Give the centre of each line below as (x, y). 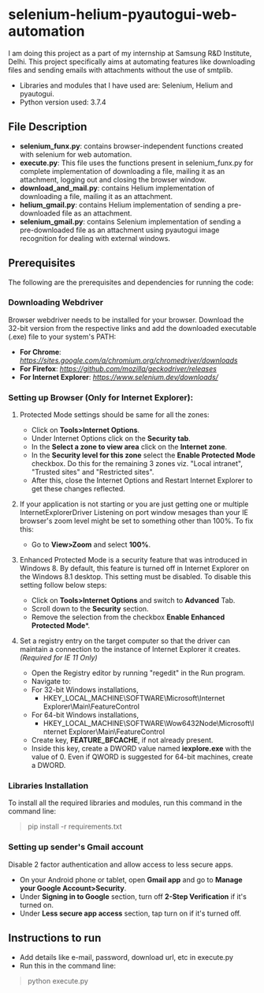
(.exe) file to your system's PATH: (62, 337)
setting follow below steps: (63, 585)
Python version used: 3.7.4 (63, 102)
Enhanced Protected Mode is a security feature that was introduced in (133, 560)
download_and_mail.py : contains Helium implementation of (117, 188)
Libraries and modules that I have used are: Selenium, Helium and (126, 85)
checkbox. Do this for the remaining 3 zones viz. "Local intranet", (137, 464)
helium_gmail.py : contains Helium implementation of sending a (123, 205)
